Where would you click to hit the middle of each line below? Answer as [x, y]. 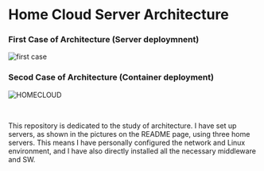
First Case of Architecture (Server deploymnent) [104, 40]
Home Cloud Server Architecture [118, 15]
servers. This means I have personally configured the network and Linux [127, 142]
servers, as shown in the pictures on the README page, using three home [129, 134]
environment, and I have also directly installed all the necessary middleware [132, 151]
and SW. [22, 159]
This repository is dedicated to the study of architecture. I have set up [122, 126]
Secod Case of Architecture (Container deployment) [111, 77]
